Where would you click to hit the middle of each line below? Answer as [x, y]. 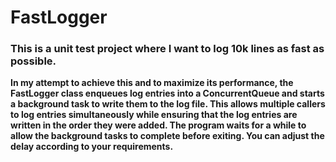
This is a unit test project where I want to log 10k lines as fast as [167, 49]
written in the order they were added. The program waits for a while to [158, 125]
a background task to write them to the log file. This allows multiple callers [168, 104]
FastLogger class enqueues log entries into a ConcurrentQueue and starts [167, 93]
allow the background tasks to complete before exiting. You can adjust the [167, 136]
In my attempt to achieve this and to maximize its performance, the [152, 83]
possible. [33, 61]
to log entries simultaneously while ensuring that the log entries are [154, 115]
